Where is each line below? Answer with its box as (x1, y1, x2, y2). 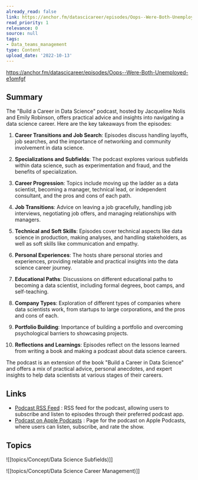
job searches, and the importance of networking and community (14, 138, 171, 145)
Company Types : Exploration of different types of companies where (14, 299, 181, 307)
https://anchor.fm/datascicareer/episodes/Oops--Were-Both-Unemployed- (6, 68, 189, 76)
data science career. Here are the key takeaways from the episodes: (6, 120, 172, 128)
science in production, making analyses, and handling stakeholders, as (14, 234, 187, 241)
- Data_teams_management (6, 42, 67, 48)
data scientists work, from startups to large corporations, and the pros (14, 306, 186, 313)
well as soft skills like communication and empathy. (14, 240, 139, 247)
